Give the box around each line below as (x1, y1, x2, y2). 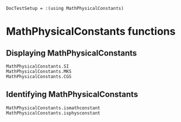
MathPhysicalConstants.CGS (6, 74, 72, 79)
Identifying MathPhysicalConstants (6, 89, 138, 99)
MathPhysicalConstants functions (6, 25, 176, 38)
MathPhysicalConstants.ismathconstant (6, 105, 100, 111)
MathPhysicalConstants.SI (6, 64, 69, 69)
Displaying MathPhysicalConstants (6, 48, 137, 58)
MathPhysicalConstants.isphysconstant (6, 110, 100, 116)
